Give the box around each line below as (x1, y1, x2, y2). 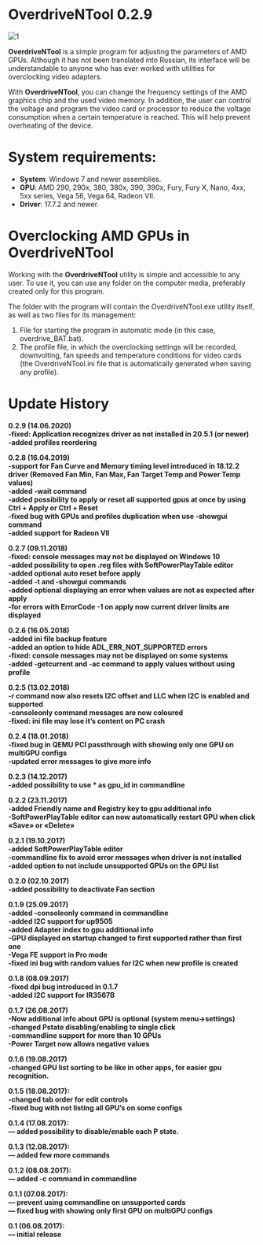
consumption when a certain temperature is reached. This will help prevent (8, 112, 251, 121)
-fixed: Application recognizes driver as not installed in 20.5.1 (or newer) (8, 429, 250, 439)
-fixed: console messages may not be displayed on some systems (8, 650, 228, 660)
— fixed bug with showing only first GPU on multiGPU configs (8, 1206, 214, 1215)
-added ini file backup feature (8, 634, 108, 643)
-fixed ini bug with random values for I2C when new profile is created (8, 958, 239, 968)
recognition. (8, 1071, 49, 1080)
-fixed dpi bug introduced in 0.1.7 (8, 982, 119, 991)
